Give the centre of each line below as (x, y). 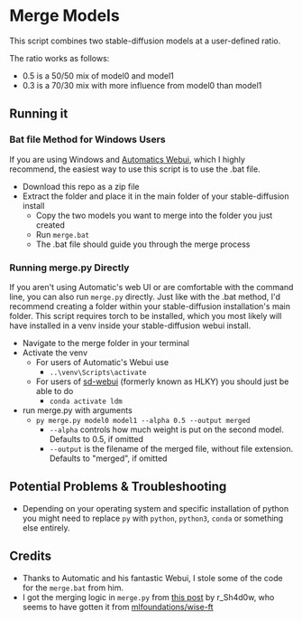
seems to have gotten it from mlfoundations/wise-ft (118, 607)
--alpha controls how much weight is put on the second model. (166, 429)
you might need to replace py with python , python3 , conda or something (153, 518)
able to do (55, 390)
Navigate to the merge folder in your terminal (105, 343)
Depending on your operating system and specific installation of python (156, 508)
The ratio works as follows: (59, 58)
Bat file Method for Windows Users (87, 139)
